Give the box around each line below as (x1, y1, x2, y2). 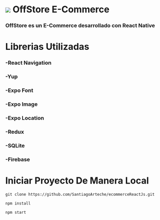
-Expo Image (5, 100, 38, 107)
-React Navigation (5, 59, 52, 66)
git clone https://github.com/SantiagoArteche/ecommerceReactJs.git (5, 192, 155, 197)
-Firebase (5, 156, 30, 163)
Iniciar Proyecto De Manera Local (5, 175, 149, 186)
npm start (5, 210, 27, 215)
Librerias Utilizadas (5, 41, 90, 52)
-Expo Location (5, 114, 45, 121)
